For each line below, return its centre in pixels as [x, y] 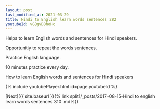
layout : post [19, 10]
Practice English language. [33, 58]
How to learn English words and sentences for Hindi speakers [69, 77]
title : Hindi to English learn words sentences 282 [61, 19]
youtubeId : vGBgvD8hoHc [30, 24]
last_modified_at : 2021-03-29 [37, 15]
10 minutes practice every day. [37, 67]
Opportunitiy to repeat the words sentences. [51, 48]
